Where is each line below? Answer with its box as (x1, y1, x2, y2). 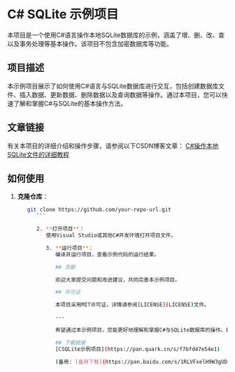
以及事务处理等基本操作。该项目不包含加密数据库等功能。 (7, 39, 173, 47)
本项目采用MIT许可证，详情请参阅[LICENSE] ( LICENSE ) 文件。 (55, 302, 210, 308)
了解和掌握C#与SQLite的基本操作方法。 (13, 99, 127, 107)
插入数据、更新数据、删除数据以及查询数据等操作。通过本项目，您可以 (19, 90, 222, 98)
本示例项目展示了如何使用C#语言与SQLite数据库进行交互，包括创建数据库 (7, 82, 219, 90)
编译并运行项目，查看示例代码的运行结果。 (55, 251, 159, 258)
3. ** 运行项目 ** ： (45, 244, 94, 251)
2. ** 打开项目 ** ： (36, 225, 85, 232)
